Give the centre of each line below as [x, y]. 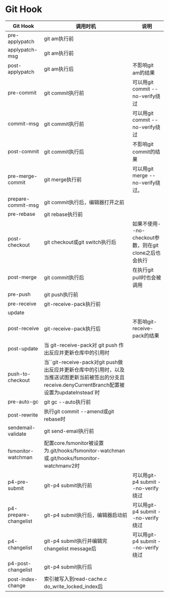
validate [17, 434]
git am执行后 [59, 69]
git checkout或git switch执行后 [80, 242]
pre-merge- [23, 176]
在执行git [143, 270]
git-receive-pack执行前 [72, 304]
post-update [23, 348]
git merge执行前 [63, 179]
